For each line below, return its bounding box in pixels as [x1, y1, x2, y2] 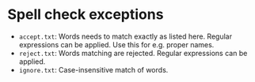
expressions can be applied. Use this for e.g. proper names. [18, 39, 215, 49]
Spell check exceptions [7, 6, 164, 24]
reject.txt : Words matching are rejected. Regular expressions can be [18, 48, 248, 58]
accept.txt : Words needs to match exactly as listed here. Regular [18, 32, 233, 41]
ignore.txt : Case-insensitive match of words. [18, 65, 169, 74]
